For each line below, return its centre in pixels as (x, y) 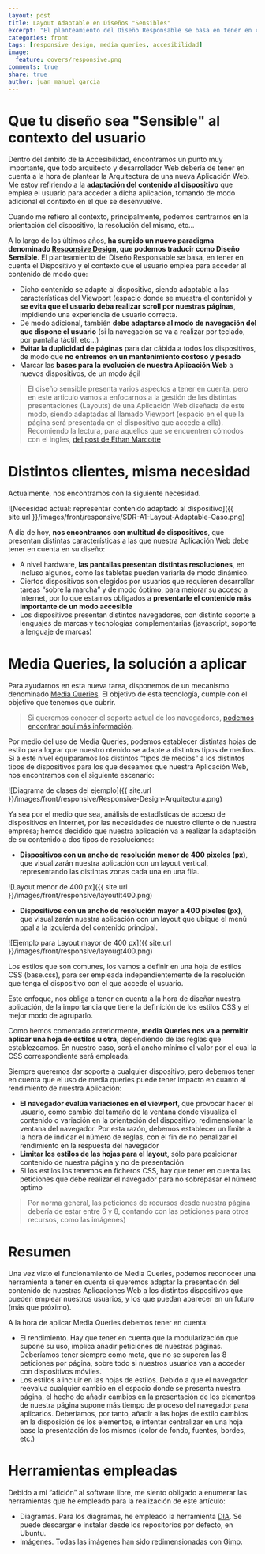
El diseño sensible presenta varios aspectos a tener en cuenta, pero (138, 389)
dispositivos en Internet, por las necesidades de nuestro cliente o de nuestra (132, 823)
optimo (31, 1188)
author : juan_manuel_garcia (54, 81)
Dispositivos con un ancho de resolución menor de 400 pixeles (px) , (134, 855)
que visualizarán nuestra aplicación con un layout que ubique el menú (133, 919)
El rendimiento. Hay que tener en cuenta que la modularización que (129, 1338)
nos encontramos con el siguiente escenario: (81, 775)
